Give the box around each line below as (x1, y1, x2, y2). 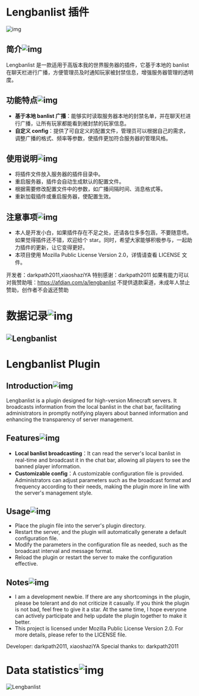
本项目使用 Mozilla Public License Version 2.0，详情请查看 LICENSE (14, 251, 181, 259)
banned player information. (14, 462, 81, 470)
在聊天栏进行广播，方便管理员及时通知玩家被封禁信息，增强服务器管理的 (6, 69, 183, 76)
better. (14, 619, 31, 626)
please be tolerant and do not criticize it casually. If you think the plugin (14, 599, 190, 607)
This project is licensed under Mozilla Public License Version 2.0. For (14, 625, 184, 632)
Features (6, 433, 40, 443)
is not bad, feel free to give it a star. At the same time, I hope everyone (14, 606, 187, 613)
